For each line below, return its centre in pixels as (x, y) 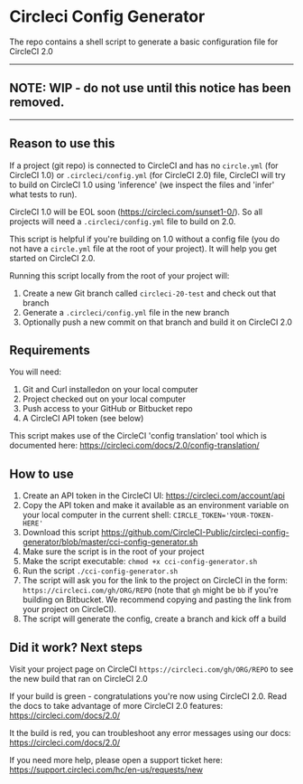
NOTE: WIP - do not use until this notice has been (150, 88)
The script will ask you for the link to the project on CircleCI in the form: (155, 581)
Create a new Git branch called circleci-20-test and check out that (149, 293)
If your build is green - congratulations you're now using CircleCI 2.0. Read (148, 696)
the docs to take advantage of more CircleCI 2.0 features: (116, 706)
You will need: (35, 372)
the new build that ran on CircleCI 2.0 (79, 679)
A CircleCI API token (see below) (83, 419)
